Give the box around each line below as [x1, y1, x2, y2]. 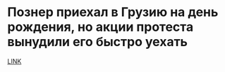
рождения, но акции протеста [7, 19, 194, 35]
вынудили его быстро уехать [7, 34, 188, 50]
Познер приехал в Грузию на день [7, 4, 219, 20]
